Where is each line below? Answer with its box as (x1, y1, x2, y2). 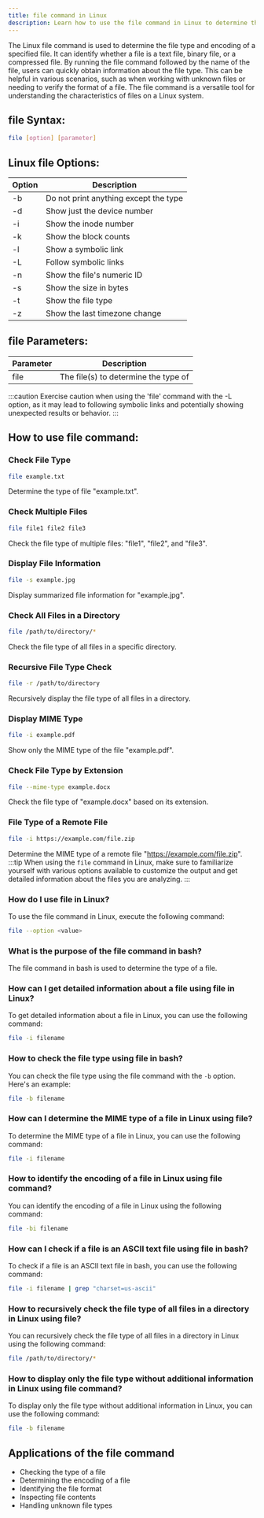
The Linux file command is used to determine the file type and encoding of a (8, 40, 256, 50)
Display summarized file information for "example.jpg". (8, 590, 185, 599)
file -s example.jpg (8, 576, 76, 583)
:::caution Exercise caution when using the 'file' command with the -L (8, 391, 233, 401)
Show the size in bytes (46, 283, 129, 293)
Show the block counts (46, 231, 130, 242)
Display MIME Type (8, 713, 83, 724)
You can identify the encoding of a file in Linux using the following (8, 1201, 222, 1210)
